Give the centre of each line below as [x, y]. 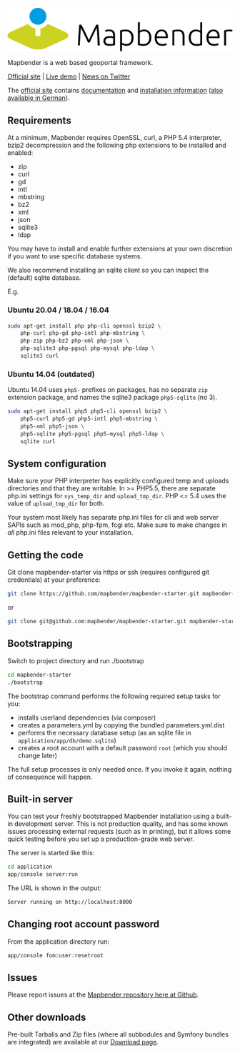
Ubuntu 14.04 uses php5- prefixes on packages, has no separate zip [108, 390]
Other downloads [47, 1017]
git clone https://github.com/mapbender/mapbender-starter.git [104, 594]
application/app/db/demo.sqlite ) [67, 740]
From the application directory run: [58, 941]
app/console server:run [43, 875]
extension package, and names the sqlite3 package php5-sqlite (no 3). [112, 398]
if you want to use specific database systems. [75, 256]
